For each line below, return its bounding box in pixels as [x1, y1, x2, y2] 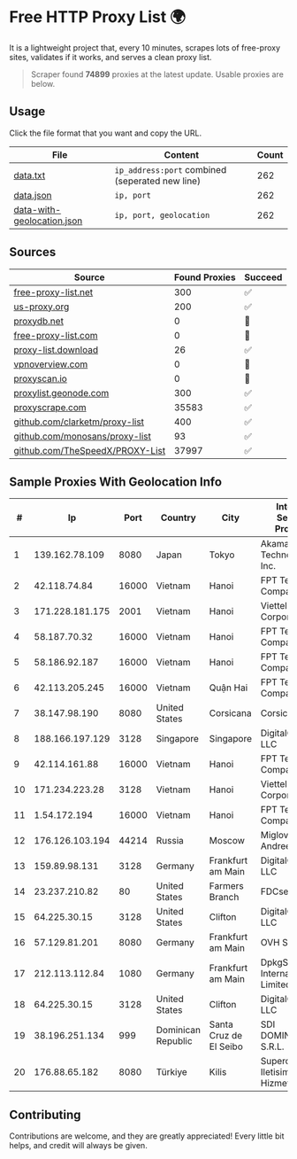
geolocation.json [13, 214, 83, 227]
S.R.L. [260, 1040, 285, 1053]
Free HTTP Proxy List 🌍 [9, 7, 187, 27]
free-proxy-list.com [13, 329, 99, 341]
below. [30, 78, 56, 89]
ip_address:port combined [114, 163, 227, 175]
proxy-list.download [13, 343, 99, 355]
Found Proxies [173, 271, 236, 284]
